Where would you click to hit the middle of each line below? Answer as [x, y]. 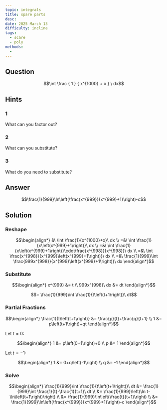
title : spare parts [25, 14]
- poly [16, 42]
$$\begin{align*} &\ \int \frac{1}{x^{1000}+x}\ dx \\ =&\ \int [76, 240]
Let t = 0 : [15, 333]
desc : [11, 19]
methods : [14, 47]
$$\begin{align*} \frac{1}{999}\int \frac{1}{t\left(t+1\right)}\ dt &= [76, 386]
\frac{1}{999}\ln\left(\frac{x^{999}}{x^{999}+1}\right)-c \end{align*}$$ [84, 402]
